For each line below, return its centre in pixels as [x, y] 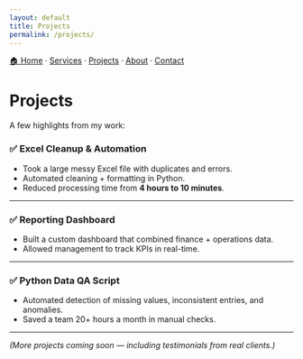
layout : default [40, 18]
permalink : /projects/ [52, 34]
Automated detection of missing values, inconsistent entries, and [143, 300]
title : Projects [40, 26]
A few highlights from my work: [68, 125]
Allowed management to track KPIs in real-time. [111, 248]
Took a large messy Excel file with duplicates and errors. [127, 169]
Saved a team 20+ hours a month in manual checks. [119, 319]
